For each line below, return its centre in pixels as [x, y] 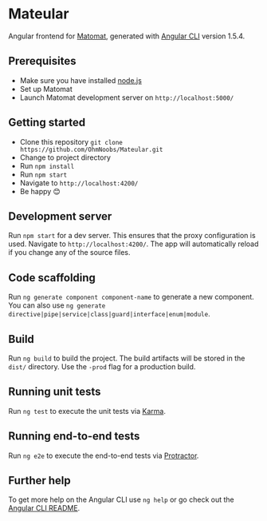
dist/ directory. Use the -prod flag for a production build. [102, 367]
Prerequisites [42, 61]
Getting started [47, 123]
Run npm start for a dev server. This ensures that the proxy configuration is [132, 236]
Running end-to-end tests [74, 436]
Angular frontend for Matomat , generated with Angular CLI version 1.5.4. [127, 36]
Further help [40, 481]
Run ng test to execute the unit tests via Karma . [87, 411]
